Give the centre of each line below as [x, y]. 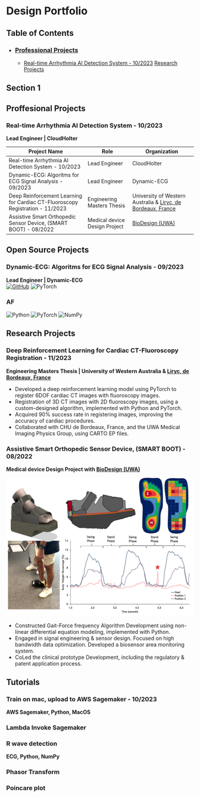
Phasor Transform [33, 772]
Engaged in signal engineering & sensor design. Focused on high [94, 638]
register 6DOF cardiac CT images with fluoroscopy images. [87, 395]
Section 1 [23, 88]
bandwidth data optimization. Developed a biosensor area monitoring [99, 644]
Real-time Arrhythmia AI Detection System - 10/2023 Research [100, 63]
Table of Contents [40, 33]
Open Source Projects [48, 250]
